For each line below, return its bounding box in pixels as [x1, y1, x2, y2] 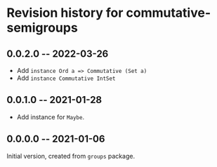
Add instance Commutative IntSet [16, 74, 116, 82]
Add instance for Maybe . [16, 112, 85, 121]
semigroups [6, 20, 78, 36]
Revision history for [6, 5, 124, 21]
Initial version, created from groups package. [6, 152, 135, 160]
